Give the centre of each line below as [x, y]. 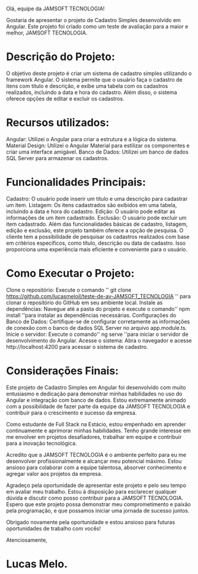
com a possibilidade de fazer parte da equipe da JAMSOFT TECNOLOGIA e [98, 406]
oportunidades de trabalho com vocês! [53, 528]
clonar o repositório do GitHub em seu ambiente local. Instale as [84, 302]
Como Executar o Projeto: [70, 273]
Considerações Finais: [63, 371]
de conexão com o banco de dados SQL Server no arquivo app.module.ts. [97, 327]
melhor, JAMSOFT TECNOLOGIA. [47, 33]
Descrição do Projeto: [61, 57]
